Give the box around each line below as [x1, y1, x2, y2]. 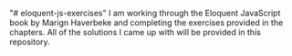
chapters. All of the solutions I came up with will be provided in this [9, 27, 262, 37]
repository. [9, 36, 50, 47]
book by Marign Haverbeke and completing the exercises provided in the [9, 17, 284, 28]
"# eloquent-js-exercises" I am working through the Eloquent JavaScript [9, 8, 281, 18]
